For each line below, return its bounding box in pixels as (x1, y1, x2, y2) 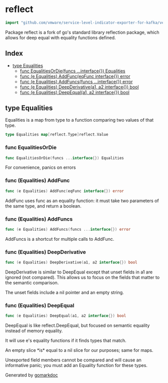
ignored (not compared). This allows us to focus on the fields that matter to (5, 274, 160, 280)
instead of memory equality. (5, 328, 63, 334)
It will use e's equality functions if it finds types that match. (5, 338, 126, 344)
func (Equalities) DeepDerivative (5, 248, 86, 255)
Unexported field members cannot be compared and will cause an (5, 357, 141, 363)
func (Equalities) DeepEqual (5, 302, 74, 309)
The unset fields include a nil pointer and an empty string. (5, 290, 124, 295)
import (5, 20, 19, 25)
